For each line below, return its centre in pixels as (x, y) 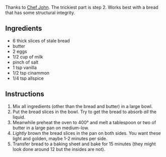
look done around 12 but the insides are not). (59, 149)
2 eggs (20, 51)
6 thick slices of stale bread (41, 40)
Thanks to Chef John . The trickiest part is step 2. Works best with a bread (82, 7)
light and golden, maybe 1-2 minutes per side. (60, 138)
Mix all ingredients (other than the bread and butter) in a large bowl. (82, 106)
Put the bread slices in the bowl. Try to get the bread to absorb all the (85, 112)
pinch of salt (25, 62)
